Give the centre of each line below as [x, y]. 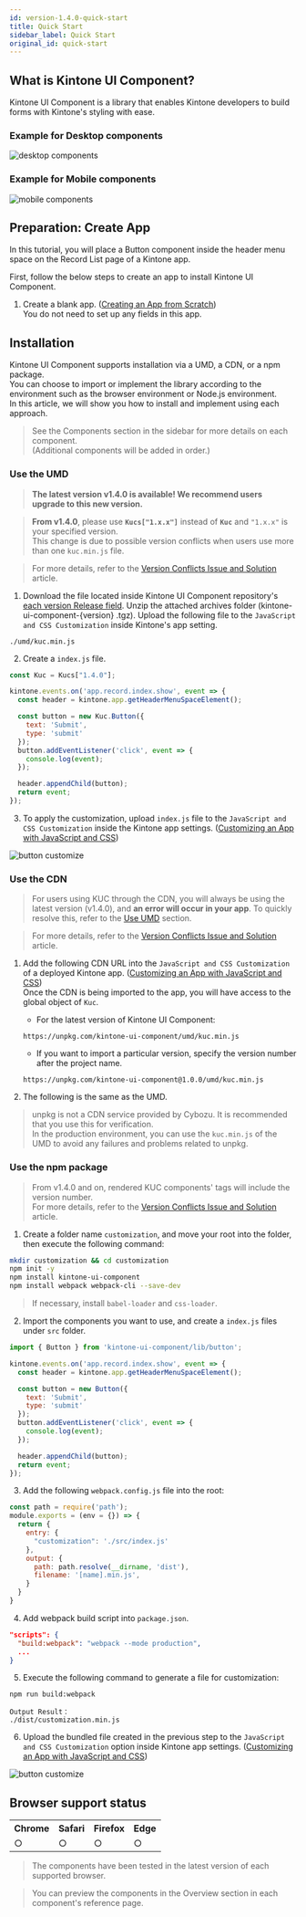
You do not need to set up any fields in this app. [112, 314]
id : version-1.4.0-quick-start [69, 18]
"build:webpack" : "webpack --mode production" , [110, 1643]
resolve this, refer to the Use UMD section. [112, 918]
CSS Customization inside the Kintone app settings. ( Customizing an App [158, 828]
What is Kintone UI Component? [102, 80]
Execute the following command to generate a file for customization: [151, 1678]
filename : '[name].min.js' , [87, 1576]
